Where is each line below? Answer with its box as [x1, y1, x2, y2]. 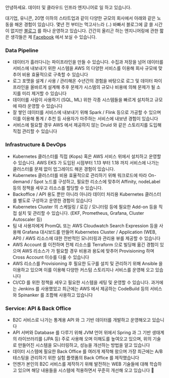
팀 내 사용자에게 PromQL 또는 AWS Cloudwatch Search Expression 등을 [12, 222, 158, 228]
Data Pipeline [5, 47, 39, 54]
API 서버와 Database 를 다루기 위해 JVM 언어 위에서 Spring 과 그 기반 [12, 329, 151, 335]
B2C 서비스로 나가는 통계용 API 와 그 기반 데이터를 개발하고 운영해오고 [12, 317, 151, 323]
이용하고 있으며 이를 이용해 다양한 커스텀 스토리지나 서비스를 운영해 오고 [12, 267, 154, 273]
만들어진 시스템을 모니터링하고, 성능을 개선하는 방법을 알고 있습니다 [18, 342, 150, 348]
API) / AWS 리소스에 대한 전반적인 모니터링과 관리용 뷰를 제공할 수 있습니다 [12, 235, 160, 241]
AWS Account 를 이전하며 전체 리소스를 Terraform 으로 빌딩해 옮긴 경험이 [12, 241, 159, 247]
